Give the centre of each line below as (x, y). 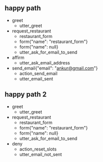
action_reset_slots (38, 149)
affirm (18, 57)
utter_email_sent (36, 78)
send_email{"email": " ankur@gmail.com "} (55, 68)
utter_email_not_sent (40, 154)
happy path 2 (26, 94)
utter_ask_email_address (45, 62)
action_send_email (38, 73)
